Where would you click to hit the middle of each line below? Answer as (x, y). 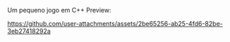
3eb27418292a (29, 31)
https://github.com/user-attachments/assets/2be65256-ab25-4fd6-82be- (115, 23)
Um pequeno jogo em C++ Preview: (59, 10)
